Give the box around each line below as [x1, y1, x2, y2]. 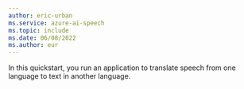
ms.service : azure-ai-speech [8, 19, 105, 27]
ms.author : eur [8, 41, 59, 49]
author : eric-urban [8, 11, 73, 20]
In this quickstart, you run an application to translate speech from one [8, 63, 236, 72]
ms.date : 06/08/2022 [8, 33, 77, 42]
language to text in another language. [8, 72, 131, 81]
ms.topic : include [8, 26, 69, 34]
